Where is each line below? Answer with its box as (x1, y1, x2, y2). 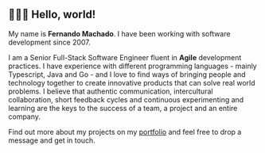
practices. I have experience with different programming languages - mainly (8, 61, 257, 71)
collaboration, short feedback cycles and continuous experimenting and (8, 94, 244, 104)
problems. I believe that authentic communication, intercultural (8, 86, 213, 96)
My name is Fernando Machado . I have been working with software (8, 29, 231, 38)
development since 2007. (8, 37, 92, 47)
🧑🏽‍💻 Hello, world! (8, 8, 96, 21)
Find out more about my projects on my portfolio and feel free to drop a (8, 127, 242, 136)
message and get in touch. (8, 136, 95, 145)
